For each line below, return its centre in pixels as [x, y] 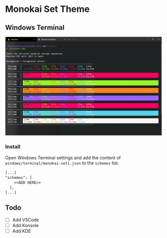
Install [13, 147]
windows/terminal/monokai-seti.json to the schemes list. [62, 163]
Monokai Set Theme [47, 9]
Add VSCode [26, 220]
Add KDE [22, 231]
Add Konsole [25, 225]
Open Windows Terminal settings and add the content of [63, 158]
